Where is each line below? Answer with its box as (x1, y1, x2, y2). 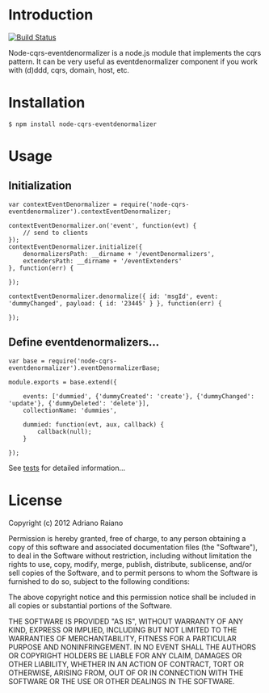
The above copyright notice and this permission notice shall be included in (8, 592, 256, 602)
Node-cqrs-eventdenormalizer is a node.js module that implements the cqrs (8, 48, 262, 57)
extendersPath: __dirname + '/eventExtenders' (23, 257, 183, 265)
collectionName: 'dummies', (23, 406, 117, 414)
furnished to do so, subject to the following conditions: (8, 576, 190, 586)
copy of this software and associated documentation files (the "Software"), (8, 542, 258, 552)
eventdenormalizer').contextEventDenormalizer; (8, 208, 172, 216)
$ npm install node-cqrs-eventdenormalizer (8, 120, 158, 128)
